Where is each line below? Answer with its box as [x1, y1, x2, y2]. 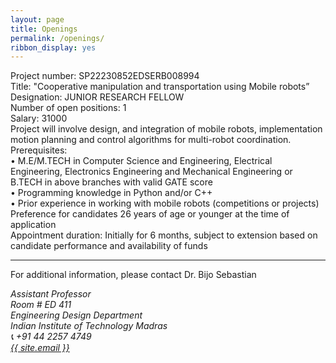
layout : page [10, 14, 65, 25]
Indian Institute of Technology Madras [10, 320, 168, 332]
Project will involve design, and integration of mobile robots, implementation [10, 123, 323, 135]
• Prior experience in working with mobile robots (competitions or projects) [10, 197, 320, 210]
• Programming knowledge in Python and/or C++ [10, 187, 213, 199]
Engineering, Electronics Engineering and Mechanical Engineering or [10, 166, 293, 178]
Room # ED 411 [10, 299, 72, 311]
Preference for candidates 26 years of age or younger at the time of [10, 208, 290, 220]
